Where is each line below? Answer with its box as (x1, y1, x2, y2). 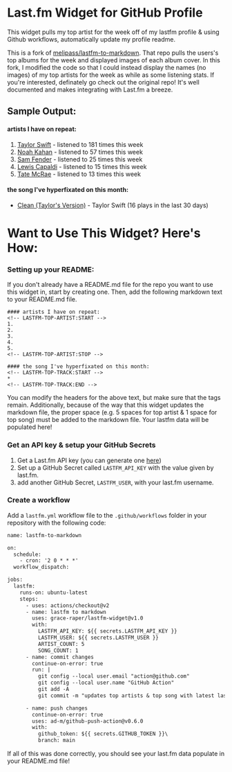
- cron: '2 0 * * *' (19, 557, 79, 564)
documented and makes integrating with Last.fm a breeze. (7, 85, 173, 94)
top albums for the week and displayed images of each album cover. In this (7, 55, 221, 64)
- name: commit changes (25, 653, 95, 660)
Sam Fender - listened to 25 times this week (17, 155, 143, 164)
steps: (19, 595, 39, 602)
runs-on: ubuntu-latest (19, 589, 88, 596)
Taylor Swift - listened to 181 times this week (17, 140, 144, 148)
